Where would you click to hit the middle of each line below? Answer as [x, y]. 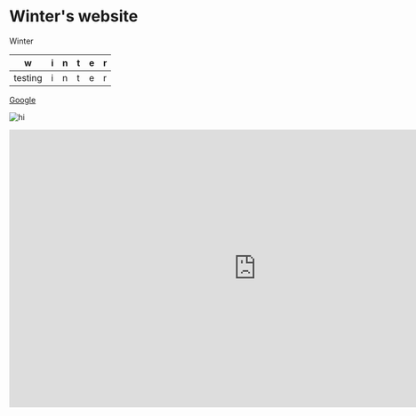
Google [23, 100]
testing [28, 77]
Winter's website [74, 16]
